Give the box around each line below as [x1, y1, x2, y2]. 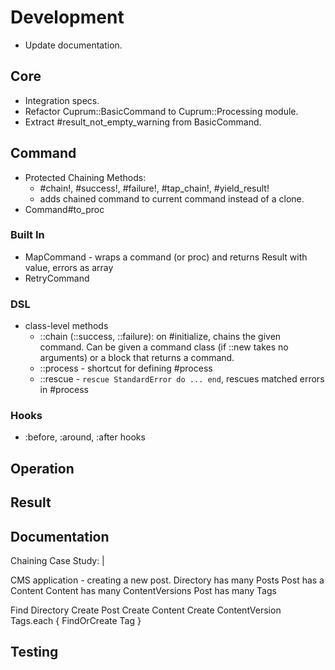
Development [10, 6, 125, 29]
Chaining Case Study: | [10, 555, 105, 567]
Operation [10, 460, 75, 477]
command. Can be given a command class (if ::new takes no [39, 341, 289, 353]
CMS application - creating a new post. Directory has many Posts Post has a [10, 574, 325, 586]
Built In [10, 228, 45, 242]
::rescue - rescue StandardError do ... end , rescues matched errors [39, 373, 325, 385]
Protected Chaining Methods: [24, 171, 147, 183]
